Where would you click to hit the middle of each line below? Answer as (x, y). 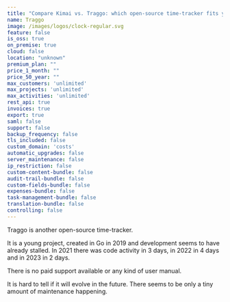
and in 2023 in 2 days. (39, 258)
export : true (26, 115)
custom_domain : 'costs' (41, 147)
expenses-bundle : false (41, 191)
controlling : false (35, 210)
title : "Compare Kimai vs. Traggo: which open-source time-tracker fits (113, 13)
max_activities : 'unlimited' (49, 96)
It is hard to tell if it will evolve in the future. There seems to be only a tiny (110, 284)
